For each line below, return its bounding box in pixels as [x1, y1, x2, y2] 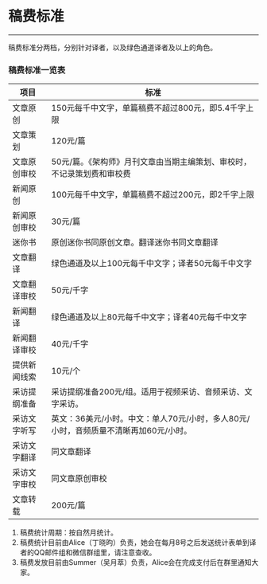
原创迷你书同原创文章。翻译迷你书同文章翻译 [51, 237, 219, 248]
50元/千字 [51, 284, 89, 296]
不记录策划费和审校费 [51, 168, 131, 179]
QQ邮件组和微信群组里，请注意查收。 [33, 547, 157, 558]
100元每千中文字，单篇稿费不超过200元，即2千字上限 [51, 189, 255, 200]
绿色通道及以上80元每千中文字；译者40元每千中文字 [51, 312, 247, 323]
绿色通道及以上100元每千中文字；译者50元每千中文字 [51, 258, 253, 269]
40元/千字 [51, 339, 89, 350]
